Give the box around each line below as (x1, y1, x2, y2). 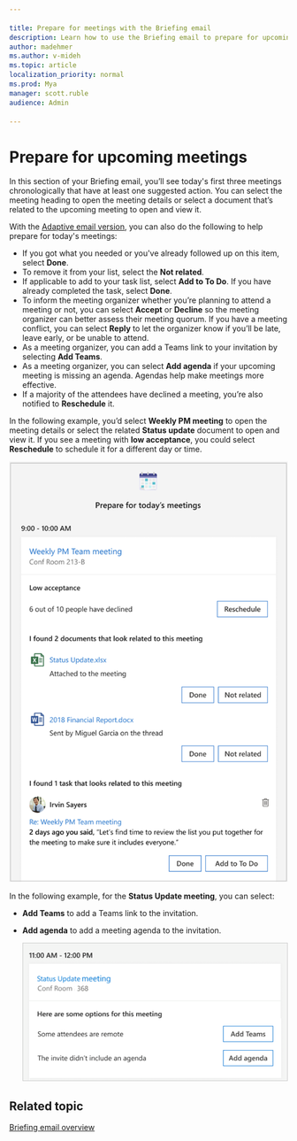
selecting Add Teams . (21, 351, 103, 362)
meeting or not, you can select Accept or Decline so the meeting (21, 305, 259, 315)
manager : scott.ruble (9, 89, 89, 97)
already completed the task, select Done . (21, 286, 172, 297)
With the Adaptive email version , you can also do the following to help (9, 221, 263, 232)
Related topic (9, 1099, 84, 1114)
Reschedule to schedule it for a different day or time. (9, 443, 202, 455)
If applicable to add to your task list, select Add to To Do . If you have (21, 276, 271, 287)
